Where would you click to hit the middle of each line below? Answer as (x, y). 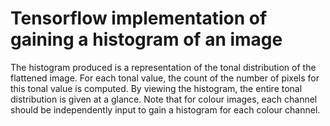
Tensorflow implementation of (139, 18)
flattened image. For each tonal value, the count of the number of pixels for (165, 78)
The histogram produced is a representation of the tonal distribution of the (163, 67)
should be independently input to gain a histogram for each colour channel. (165, 109)
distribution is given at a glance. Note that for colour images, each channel (164, 99)
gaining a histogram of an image (146, 39)
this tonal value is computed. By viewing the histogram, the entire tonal (156, 88)
